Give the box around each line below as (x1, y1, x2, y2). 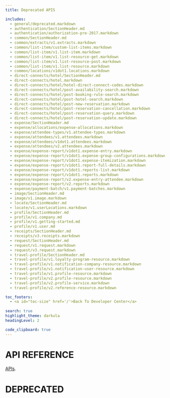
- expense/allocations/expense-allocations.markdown (10, 125, 123, 130)
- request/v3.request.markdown (10, 247, 76, 252)
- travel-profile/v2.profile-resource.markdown (10, 276, 112, 281)
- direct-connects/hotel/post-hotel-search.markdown (10, 97, 123, 102)
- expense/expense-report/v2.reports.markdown (10, 182, 110, 187)
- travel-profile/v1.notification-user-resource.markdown (10, 267, 135, 272)
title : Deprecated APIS (5, 7, 56, 13)
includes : (5, 16, 26, 22)
